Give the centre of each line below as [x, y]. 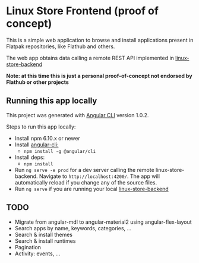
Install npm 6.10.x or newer [47, 138]
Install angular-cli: [37, 145]
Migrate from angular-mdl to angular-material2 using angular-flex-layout [103, 222]
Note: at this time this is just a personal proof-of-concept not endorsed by [99, 76]
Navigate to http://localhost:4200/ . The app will [99, 176]
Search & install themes [44, 234]
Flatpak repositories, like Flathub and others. [61, 46]
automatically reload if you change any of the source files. [86, 182]
